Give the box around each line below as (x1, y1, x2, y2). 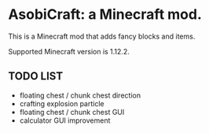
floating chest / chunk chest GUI (19, 107, 125, 116)
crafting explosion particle (19, 98, 104, 108)
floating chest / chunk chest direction (19, 91, 141, 100)
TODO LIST (8, 69, 64, 83)
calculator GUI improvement (19, 116, 111, 125)
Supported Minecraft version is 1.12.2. (8, 46, 130, 56)
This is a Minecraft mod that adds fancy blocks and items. (8, 31, 196, 41)
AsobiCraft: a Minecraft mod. (8, 6, 203, 24)
